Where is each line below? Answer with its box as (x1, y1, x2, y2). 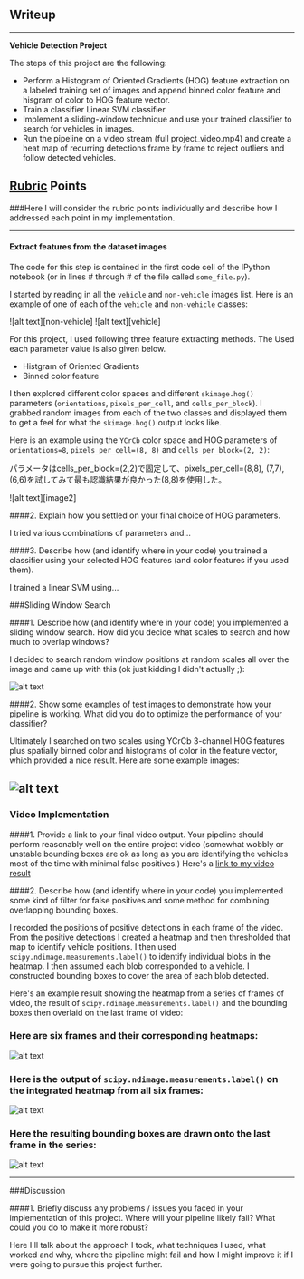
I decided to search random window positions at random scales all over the (9, 653, 290, 665)
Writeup (9, 7, 56, 23)
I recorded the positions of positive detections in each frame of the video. (9, 922, 284, 932)
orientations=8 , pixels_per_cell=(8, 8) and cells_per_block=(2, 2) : (9, 444, 270, 454)
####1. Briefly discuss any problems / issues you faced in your (9, 1203, 244, 1214)
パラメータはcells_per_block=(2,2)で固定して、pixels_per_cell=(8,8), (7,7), (9, 463, 285, 474)
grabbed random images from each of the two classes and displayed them (9, 407, 288, 418)
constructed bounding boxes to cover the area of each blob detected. (9, 970, 270, 981)
